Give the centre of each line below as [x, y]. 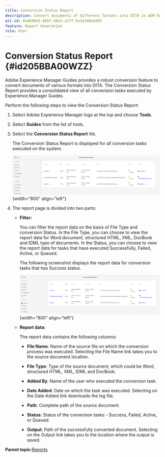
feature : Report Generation [34, 26]
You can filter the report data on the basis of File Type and [79, 227]
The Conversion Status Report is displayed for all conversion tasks [79, 143]
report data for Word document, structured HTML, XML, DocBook [86, 238]
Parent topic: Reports [27, 450]
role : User [16, 31]
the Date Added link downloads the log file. [70, 396]
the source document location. [58, 357]
